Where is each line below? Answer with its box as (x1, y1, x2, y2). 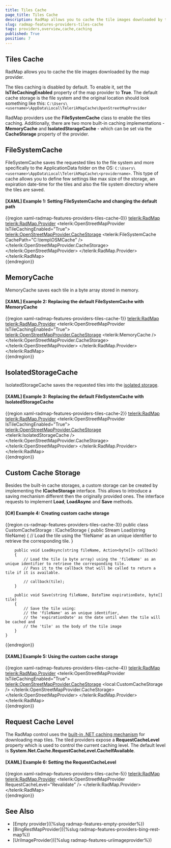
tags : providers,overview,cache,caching (5, 27, 93, 32)
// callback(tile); (23, 579, 65, 584)
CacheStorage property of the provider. (5, 131, 89, 137)
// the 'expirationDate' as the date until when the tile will (23, 615, 160, 620)
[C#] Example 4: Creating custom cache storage (5, 510, 109, 517)
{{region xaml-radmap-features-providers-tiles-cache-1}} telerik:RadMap (5, 315, 159, 321)
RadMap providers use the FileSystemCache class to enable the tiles (5, 115, 151, 121)
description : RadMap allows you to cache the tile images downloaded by (5, 17, 163, 22)
